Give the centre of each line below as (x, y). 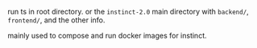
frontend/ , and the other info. (56, 20)
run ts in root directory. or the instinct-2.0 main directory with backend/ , (128, 12)
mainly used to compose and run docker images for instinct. (107, 36)
